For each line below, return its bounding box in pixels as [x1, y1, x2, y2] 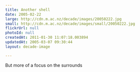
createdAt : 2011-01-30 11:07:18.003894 [5, 35, 88, 40]
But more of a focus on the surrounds [5, 62, 82, 68]
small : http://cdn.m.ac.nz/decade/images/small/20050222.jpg [5, 21, 135, 26]
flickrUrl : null [5, 26, 39, 31]
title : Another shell [5, 7, 50, 12]
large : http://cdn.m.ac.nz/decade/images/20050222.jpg [5, 16, 122, 21]
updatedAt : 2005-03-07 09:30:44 [5, 40, 72, 45]
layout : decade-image [5, 44, 50, 49]
